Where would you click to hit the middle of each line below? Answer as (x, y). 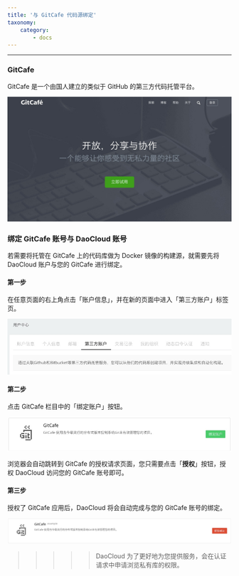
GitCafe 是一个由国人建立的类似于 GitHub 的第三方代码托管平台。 (103, 86)
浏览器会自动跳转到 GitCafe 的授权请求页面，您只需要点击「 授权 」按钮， (114, 464)
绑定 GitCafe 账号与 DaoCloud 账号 (67, 239)
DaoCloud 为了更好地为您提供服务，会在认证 (161, 556)
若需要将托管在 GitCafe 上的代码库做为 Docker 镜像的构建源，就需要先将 (113, 256)
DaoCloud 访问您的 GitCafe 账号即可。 (71, 473)
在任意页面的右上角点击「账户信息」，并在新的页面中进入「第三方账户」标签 (118, 299)
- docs (43, 38)
